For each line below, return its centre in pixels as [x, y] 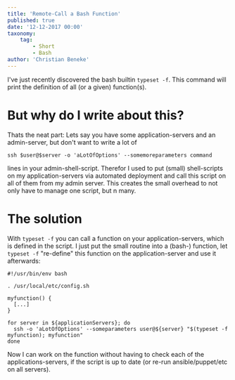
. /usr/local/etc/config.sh [49, 286]
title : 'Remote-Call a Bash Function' [64, 14]
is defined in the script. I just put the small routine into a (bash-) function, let [118, 246]
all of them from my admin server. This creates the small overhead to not [113, 183]
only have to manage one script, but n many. [72, 190]
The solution [45, 219]
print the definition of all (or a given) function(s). [77, 87]
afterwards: [24, 261]
